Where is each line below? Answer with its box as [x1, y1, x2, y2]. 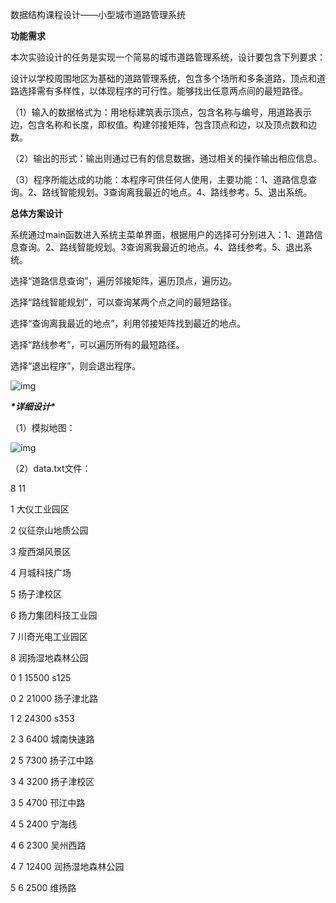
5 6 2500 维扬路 [10, 882, 77, 893]
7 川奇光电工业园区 [10, 631, 88, 642]
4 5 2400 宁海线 [10, 818, 78, 830]
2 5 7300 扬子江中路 [10, 754, 94, 766]
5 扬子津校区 [10, 588, 63, 600]
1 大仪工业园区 [10, 503, 70, 515]
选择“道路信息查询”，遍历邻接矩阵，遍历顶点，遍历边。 [10, 275, 238, 287]
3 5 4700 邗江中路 [10, 797, 86, 808]
